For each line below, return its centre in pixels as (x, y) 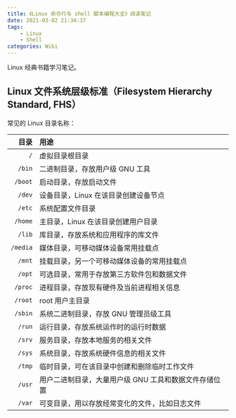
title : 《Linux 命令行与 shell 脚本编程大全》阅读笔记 (79, 14)
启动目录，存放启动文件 (78, 182)
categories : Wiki (33, 46)
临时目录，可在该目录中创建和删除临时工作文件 (117, 366)
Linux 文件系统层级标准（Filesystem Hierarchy (110, 92)
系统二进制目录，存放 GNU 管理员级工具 (106, 313)
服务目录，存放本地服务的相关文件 (96, 340)
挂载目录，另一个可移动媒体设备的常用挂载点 (113, 261)
